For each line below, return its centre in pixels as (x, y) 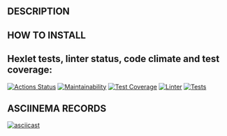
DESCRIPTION (38, 12)
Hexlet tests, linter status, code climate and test (113, 59)
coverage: (30, 70)
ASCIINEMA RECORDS (57, 108)
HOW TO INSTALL (46, 35)
